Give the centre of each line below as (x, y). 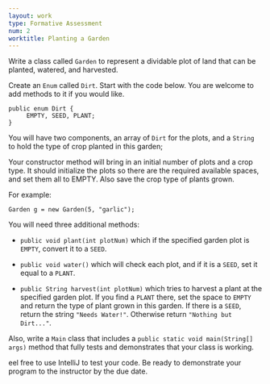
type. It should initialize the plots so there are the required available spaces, (134, 171)
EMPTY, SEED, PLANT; (60, 116)
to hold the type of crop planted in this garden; (86, 147)
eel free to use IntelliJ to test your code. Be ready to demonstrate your (125, 363)
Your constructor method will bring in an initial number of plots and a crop (131, 162)
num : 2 (19, 31)
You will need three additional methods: (74, 225)
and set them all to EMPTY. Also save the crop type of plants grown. (122, 179)
